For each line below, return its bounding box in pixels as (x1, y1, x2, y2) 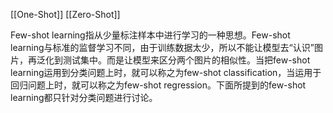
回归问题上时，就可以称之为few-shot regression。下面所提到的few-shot (10, 79, 307, 91)
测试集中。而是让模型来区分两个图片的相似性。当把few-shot (62, 54, 311, 66)
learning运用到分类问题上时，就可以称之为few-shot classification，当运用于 (10, 67, 322, 78)
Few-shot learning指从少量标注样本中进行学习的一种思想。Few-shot (10, 29, 291, 41)
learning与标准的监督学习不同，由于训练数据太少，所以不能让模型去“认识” (10, 42, 315, 53)
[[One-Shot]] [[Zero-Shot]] (10, 9, 121, 20)
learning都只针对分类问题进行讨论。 (10, 92, 158, 103)
